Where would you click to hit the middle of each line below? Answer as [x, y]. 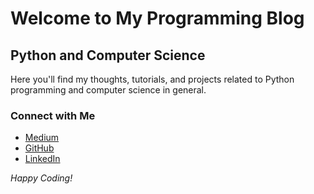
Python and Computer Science [108, 55]
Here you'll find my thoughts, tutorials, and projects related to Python [152, 79]
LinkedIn [42, 159]
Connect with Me [53, 115]
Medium [42, 138]
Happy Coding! [41, 178]
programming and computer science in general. [108, 90]
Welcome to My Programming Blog [157, 18]
